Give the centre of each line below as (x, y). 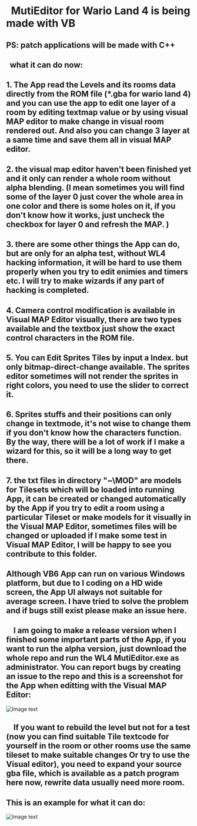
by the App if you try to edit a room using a (85, 508)
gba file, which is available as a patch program (93, 773)
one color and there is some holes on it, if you (91, 206)
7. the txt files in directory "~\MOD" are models (94, 480)
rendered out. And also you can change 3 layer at (98, 131)
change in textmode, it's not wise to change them (98, 424)
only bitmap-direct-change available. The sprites (98, 367)
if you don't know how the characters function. (94, 433)
